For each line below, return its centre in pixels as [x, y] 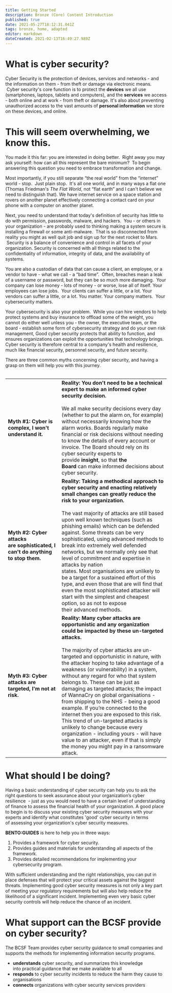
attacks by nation [82, 564]
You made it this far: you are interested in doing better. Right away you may [85, 157]
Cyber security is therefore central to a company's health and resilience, [82, 344]
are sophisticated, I [32, 545]
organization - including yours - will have [111, 733]
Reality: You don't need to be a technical [112, 382]
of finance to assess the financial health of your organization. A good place [84, 806]
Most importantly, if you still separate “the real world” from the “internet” [82, 178]
